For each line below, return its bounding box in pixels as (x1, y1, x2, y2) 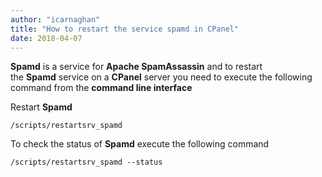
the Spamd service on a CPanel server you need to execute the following (10, 71, 313, 83)
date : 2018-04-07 (10, 33, 83, 43)
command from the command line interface (10, 82, 193, 94)
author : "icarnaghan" (10, 14, 101, 25)
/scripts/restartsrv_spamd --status (10, 157, 163, 168)
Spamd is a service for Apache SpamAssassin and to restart (10, 61, 263, 73)
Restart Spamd (10, 101, 73, 113)
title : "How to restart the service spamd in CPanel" (10, 24, 240, 34)
